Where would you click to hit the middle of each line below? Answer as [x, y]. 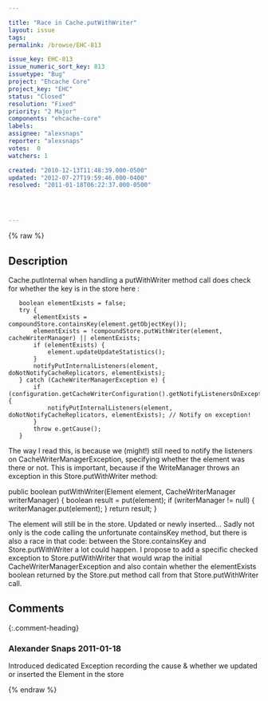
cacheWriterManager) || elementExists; [75, 338]
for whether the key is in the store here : [74, 288]
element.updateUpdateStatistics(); [106, 352]
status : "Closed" [37, 97]
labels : [21, 126]
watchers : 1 [28, 156]
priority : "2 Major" [43, 111]
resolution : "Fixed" [43, 104]
